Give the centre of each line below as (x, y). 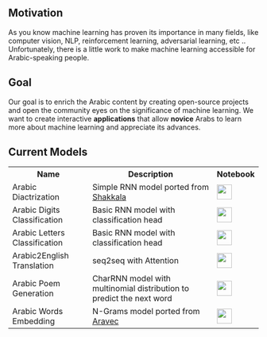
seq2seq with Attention (135, 261)
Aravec (106, 321)
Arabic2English (41, 256)
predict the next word (132, 299)
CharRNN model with (132, 279)
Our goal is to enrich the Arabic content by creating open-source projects (128, 102)
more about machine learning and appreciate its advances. (104, 127)
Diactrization (36, 197)
